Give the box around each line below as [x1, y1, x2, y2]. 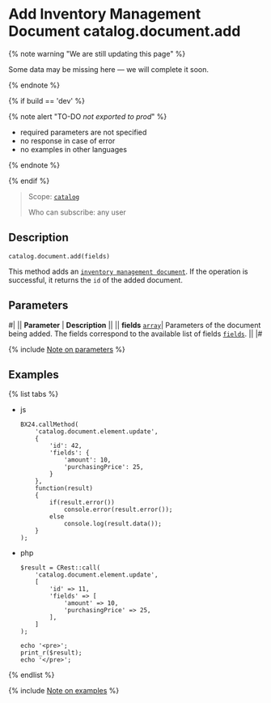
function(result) [35, 484, 93, 492]
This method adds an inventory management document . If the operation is [8, 266, 248, 276]
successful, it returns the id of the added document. [8, 275, 184, 284]
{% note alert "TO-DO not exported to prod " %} [8, 111, 167, 121]
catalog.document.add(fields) [8, 252, 111, 260]
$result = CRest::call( [19, 564, 101, 572]
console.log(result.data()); [63, 520, 162, 528]
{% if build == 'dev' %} [8, 96, 85, 105]
